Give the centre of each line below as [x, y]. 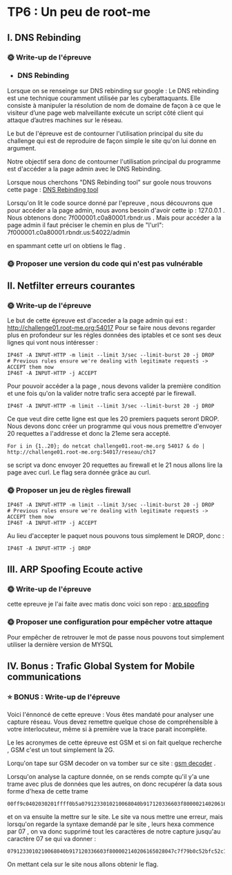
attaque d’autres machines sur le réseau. [65, 120]
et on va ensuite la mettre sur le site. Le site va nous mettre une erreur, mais [115, 817]
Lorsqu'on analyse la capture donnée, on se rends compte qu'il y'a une [108, 777]
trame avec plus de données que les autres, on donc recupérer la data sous [115, 784]
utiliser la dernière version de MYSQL [60, 644]
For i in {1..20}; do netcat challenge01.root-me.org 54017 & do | [106, 446]
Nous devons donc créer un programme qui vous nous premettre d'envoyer [115, 426]
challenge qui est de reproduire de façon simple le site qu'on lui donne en [112, 141]
